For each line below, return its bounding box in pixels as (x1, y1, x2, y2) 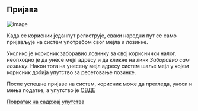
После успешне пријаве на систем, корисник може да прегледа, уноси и (7, 80, 193, 87)
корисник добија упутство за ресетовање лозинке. (7, 68, 136, 76)
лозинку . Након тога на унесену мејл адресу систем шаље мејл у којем (7, 62, 189, 69)
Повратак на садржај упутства (7, 98, 85, 105)
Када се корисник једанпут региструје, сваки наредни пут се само (7, 32, 177, 39)
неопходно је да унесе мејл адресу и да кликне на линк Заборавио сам (7, 56, 190, 63)
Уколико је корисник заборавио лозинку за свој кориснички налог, (7, 50, 177, 57)
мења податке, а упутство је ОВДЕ (7, 86, 95, 94)
